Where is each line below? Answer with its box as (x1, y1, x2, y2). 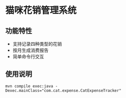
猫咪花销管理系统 (5, 5, 77, 16)
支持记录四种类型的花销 (12, 41, 62, 47)
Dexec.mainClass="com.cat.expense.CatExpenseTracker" (5, 88, 122, 93)
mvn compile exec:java (5, 83, 53, 89)
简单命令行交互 (12, 54, 44, 59)
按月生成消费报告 (12, 47, 49, 53)
